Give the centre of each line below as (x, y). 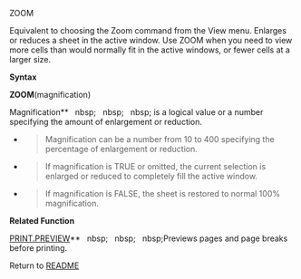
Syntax (23, 77)
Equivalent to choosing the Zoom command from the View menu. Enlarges (148, 30)
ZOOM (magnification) (50, 95)
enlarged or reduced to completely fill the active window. (151, 176)
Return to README (44, 265)
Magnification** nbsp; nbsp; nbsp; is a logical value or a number (136, 112)
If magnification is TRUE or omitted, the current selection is (155, 166)
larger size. (30, 59)
